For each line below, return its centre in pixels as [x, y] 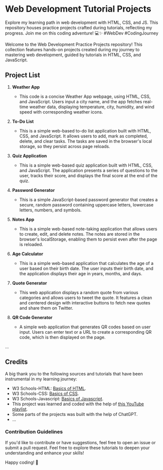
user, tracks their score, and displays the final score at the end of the [88, 175]
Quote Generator [29, 283]
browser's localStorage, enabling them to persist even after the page [88, 239]
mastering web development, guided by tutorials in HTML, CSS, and [73, 55]
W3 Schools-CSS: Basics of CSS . [45, 394]
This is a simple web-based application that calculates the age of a [86, 263]
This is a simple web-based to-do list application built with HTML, [85, 131]
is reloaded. [31, 244]
